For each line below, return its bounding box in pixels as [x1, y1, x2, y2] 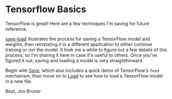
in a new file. [5, 78, 32, 84]
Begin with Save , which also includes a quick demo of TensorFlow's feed [5, 67, 159, 73]
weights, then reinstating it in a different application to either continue [5, 41, 152, 47]
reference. [5, 26, 27, 32]
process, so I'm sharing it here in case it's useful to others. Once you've [5, 52, 158, 58]
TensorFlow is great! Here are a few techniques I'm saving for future [5, 20, 150, 27]
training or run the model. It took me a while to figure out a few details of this [5, 46, 167, 53]
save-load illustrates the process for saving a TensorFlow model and [5, 36, 150, 42]
